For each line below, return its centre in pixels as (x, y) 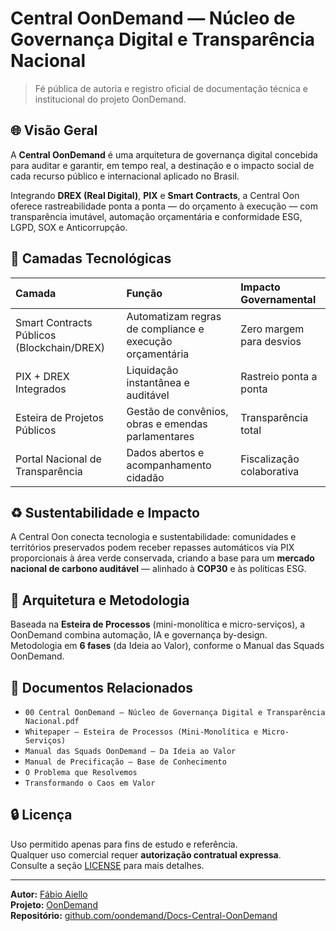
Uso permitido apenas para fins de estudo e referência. (124, 844)
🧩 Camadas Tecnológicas (91, 258)
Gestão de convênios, (177, 411)
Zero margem (272, 329)
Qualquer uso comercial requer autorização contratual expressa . (146, 854)
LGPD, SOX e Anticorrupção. (69, 227)
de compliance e (165, 329)
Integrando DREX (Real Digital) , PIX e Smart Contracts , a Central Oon (155, 195)
